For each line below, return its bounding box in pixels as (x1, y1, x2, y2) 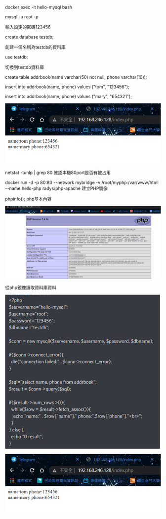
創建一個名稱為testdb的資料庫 (5, 44, 66, 50)
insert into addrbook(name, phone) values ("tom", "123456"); (5, 84, 129, 90)
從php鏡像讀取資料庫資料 (5, 285, 57, 290)
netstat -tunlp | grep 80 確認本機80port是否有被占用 (5, 170, 111, 175)
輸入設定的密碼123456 (5, 24, 51, 30)
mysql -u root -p (5, 14, 39, 19)
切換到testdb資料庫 (5, 64, 44, 70)
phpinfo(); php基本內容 (5, 196, 52, 202)
